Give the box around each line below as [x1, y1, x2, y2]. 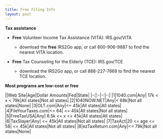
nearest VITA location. [19, 49, 64, 55]
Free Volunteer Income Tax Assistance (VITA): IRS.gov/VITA [12, 35, 132, 40]
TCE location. [19, 73, 47, 79]
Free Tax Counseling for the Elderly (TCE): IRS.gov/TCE [12, 59, 123, 64]
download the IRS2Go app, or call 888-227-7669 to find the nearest [19, 68, 156, 74]
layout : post [5, 12, 32, 17]
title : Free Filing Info [5, 7, 55, 12]
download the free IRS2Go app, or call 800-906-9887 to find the [19, 44, 149, 50]
